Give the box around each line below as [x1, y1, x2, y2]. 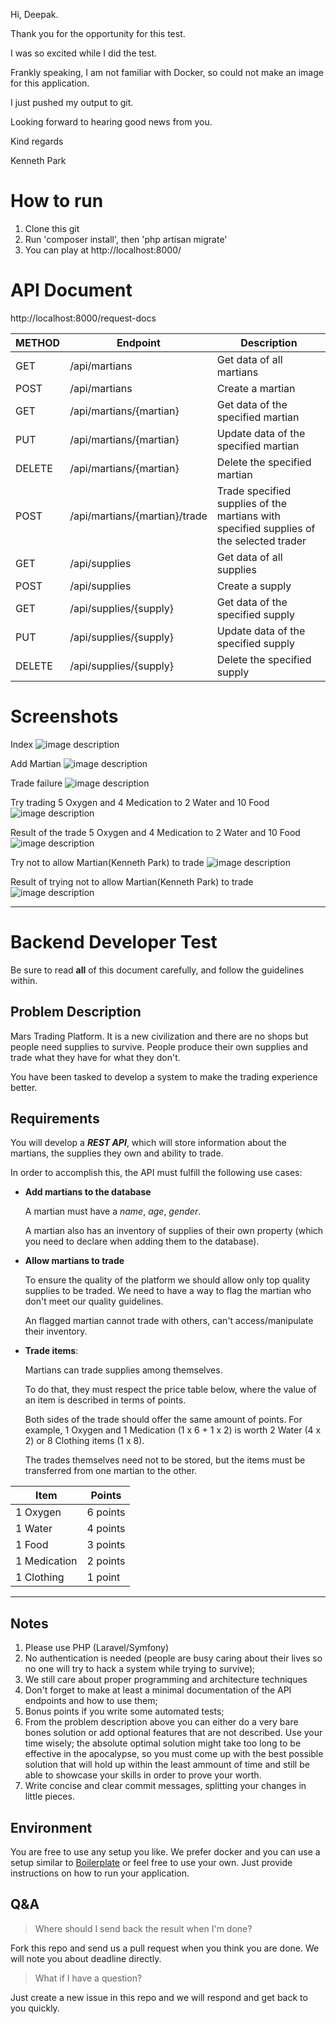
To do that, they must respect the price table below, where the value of [24, 1384, 317, 1396]
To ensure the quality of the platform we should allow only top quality [24, 1274, 311, 1286]
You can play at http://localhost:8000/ [24, 244, 182, 256]
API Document [10, 279, 133, 302]
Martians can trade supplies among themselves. [24, 1364, 223, 1376]
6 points [86, 1505, 126, 1519]
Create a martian [216, 381, 296, 395]
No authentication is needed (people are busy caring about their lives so [24, 1652, 323, 1664]
